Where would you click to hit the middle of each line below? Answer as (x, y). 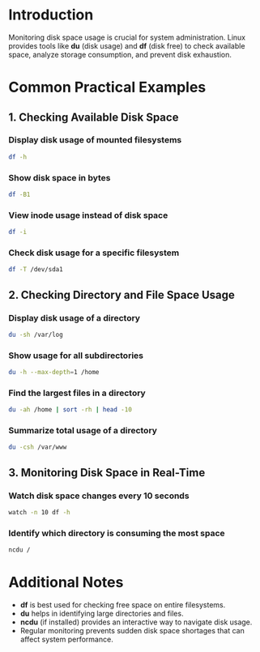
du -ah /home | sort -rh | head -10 (70, 410)
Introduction (51, 15)
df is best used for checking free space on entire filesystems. (123, 604)
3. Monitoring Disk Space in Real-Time (107, 473)
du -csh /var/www (38, 447)
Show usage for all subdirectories (76, 356)
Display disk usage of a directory (74, 317)
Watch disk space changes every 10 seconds (99, 496)
